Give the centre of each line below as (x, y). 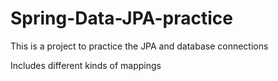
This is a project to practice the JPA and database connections (139, 46)
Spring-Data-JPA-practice (121, 18)
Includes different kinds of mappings (86, 65)
